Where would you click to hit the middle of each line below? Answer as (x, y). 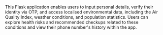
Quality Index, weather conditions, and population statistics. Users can (77, 17)
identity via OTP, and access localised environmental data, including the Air (81, 12)
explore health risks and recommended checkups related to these (72, 22)
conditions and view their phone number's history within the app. (71, 27)
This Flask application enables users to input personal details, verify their (79, 7)
